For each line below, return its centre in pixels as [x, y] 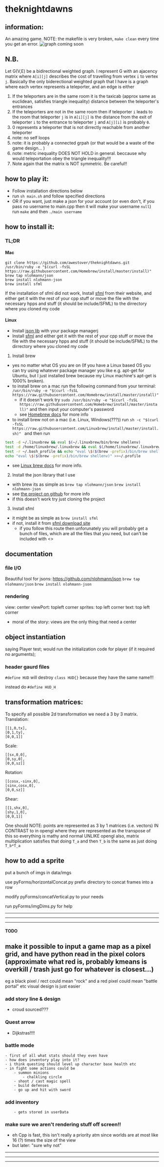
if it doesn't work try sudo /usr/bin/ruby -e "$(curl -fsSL [79, 400]
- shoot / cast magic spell [42, 1081]
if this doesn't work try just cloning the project [58, 499]
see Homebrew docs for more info [54, 414]
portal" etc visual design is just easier [43, 986]
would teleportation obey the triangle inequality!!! [61, 158]
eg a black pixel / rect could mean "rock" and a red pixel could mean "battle [81, 981]
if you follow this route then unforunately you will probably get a [83, 528]
